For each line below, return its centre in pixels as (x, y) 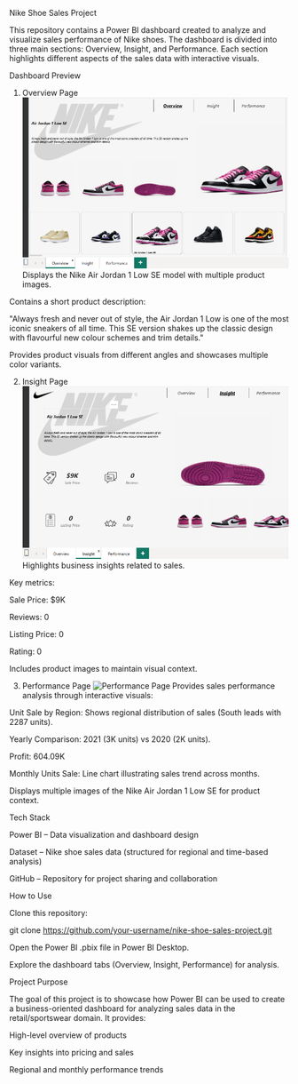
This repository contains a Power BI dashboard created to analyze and (137, 30)
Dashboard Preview (45, 76)
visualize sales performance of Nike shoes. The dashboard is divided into (143, 40)
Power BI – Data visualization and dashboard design (104, 835)
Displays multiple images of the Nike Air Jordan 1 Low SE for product (134, 791)
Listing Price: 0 (37, 634)
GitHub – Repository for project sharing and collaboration (114, 879)
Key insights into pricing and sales (72, 1053)
